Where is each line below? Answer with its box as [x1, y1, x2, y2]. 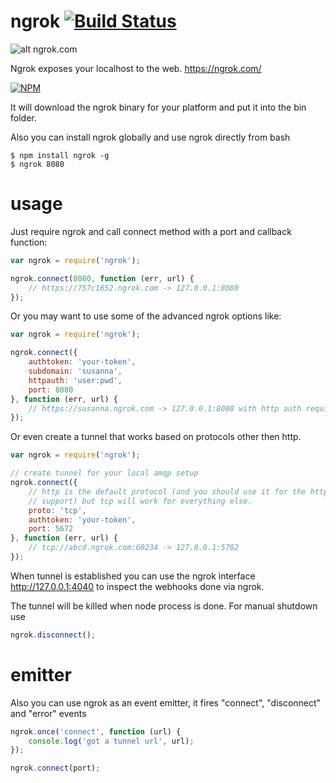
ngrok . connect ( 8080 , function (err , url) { [10, 273, 195, 284]
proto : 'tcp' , [28, 505, 87, 515]
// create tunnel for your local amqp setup [10, 468, 199, 479]
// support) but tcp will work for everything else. [28, 496, 253, 506]
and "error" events [10, 707, 87, 719]
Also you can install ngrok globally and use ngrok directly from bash [10, 131, 291, 143]
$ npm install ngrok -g [10, 150, 110, 160]
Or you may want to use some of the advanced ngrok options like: [10, 310, 282, 322]
